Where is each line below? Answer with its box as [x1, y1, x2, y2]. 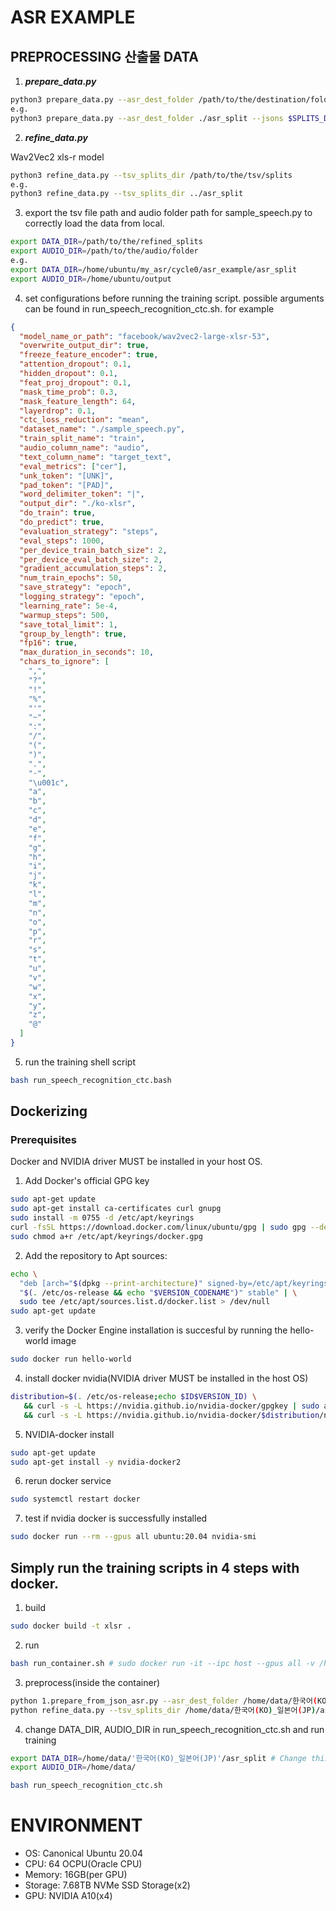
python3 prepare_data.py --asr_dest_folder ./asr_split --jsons [10, 113, 284, 123]
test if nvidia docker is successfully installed [24, 1512, 208, 1525]
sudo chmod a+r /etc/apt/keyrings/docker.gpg [10, 1231, 203, 1241]
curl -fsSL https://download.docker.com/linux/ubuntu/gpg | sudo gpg [10, 1222, 307, 1233]
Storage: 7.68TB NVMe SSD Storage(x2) [24, 1879, 191, 1891]
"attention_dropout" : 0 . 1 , [19, 359, 132, 370]
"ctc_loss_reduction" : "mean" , [19, 415, 150, 425]
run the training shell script [24, 1056, 136, 1068]
